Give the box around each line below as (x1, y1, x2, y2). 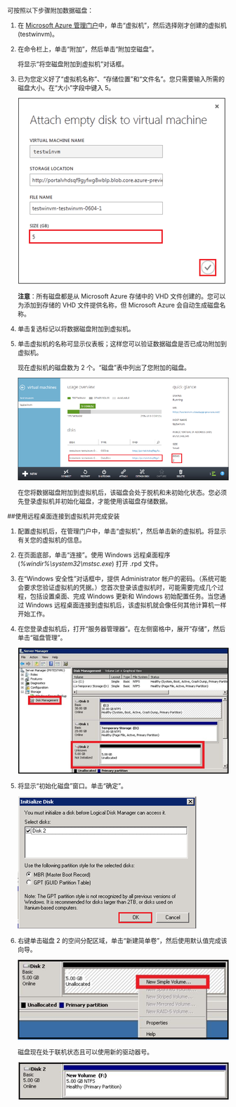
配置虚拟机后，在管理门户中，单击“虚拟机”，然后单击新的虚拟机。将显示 (17, 526, 227, 535)
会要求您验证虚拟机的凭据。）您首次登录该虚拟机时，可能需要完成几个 (17, 583, 218, 591)
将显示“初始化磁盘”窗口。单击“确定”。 (17, 782, 128, 790)
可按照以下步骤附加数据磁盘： (7, 6, 93, 14)
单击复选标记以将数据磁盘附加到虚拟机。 (17, 324, 135, 333)
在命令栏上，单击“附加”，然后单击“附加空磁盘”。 (17, 45, 158, 53)
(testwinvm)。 (17, 30, 58, 38)
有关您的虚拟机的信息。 (17, 536, 86, 544)
